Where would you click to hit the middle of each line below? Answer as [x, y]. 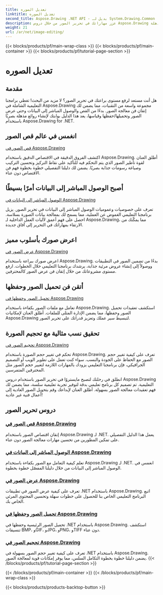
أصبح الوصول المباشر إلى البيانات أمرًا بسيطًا [64, 188]
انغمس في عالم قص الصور [41, 136]
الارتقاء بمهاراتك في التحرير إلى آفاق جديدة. [44, 224]
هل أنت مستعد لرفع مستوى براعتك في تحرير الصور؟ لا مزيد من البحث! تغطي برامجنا [81, 100]
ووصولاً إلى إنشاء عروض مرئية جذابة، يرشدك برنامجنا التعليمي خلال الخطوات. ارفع [79, 266]
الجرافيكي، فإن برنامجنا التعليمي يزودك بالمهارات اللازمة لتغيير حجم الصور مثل [75, 365]
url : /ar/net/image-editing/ [35, 32]
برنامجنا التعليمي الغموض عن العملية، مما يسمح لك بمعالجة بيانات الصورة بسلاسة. [79, 214]
